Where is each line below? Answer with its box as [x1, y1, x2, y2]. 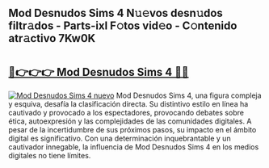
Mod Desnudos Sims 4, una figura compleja [116, 90, 262, 100]
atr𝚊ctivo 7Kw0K [8, 31, 96, 45]
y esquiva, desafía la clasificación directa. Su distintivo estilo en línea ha [8, 99, 249, 108]
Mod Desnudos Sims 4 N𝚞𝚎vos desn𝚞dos [8, 6, 224, 20]
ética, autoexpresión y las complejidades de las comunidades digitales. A [8, 116, 252, 126]
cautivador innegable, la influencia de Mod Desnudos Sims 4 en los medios [8, 142, 259, 152]
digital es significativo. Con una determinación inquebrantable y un [8, 133, 232, 143]
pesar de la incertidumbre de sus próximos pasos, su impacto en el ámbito [8, 125, 257, 134]
